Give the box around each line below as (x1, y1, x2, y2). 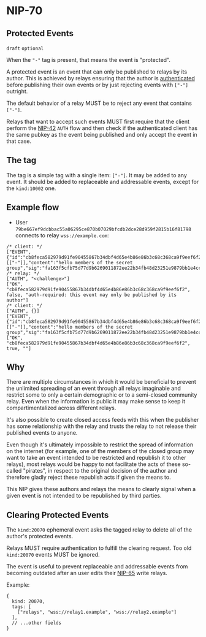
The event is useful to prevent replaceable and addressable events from (6, 563, 188, 570)
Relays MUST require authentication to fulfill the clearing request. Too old (6, 544, 192, 552)
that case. (6, 137, 32, 145)
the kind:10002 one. (6, 185, 56, 192)
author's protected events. (6, 533, 74, 540)
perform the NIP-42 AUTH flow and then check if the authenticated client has (6, 124, 198, 132)
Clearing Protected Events (6, 509, 109, 520)
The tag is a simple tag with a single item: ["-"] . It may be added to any (6, 171, 187, 178)
